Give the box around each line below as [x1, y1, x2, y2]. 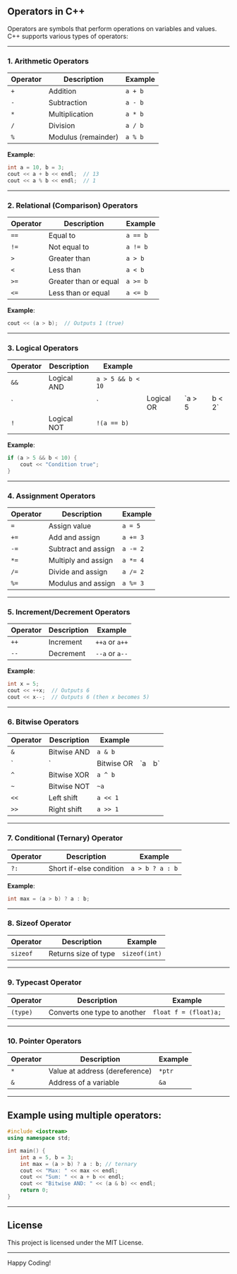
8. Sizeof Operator [7, 918, 72, 928]
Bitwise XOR [48, 770, 90, 780]
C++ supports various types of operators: [7, 32, 128, 40]
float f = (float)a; [152, 1008, 222, 1016]
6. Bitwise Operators [7, 717, 79, 727]
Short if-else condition [48, 863, 125, 873]
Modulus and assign [48, 578, 116, 588]
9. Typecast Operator [7, 977, 83, 987]
